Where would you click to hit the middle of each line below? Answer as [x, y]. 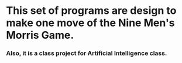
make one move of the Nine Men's [90, 23]
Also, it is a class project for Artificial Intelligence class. [87, 53]
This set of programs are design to [91, 11]
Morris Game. [40, 35]
